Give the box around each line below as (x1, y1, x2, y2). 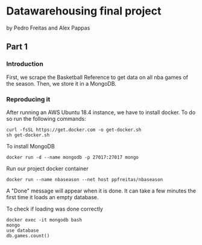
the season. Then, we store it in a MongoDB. (6, 80, 116, 87)
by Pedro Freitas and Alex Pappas (6, 24, 90, 31)
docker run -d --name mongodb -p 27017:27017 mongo (6, 154, 139, 161)
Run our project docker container (6, 165, 89, 172)
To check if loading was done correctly (6, 205, 104, 212)
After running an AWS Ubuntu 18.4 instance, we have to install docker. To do (6, 109, 196, 116)
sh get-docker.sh (6, 132, 50, 138)
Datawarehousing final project (6, 4, 162, 18)
